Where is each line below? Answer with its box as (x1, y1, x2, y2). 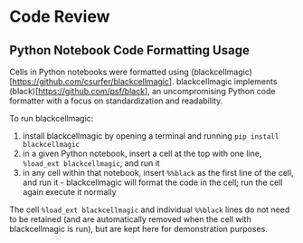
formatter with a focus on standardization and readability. (9, 95, 223, 106)
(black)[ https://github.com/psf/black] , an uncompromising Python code (9, 86, 276, 96)
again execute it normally (22, 187, 117, 197)
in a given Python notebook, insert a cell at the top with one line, (22, 148, 262, 159)
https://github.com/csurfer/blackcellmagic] (12, 76, 173, 87)
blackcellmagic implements (175, 76, 278, 87)
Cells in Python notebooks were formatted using (9, 66, 190, 77)
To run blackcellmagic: (9, 113, 94, 123)
